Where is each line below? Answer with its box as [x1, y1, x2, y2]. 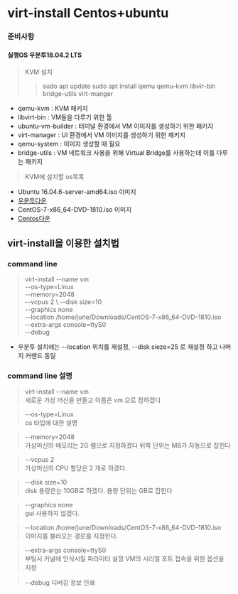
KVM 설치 [24, 67, 53, 76]
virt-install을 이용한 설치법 [7, 237, 119, 249]
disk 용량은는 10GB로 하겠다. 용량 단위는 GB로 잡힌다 [24, 487, 173, 495]
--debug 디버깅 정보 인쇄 [24, 578, 95, 587]
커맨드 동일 [25, 352, 56, 360]
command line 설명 [7, 371, 73, 381]
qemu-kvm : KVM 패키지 [17, 104, 88, 113]
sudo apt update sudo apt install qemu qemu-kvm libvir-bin [42, 82, 216, 90]
